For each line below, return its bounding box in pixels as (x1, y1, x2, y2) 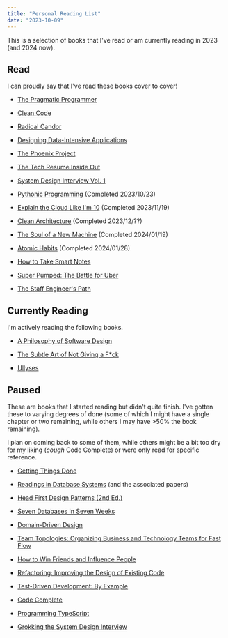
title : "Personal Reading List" (7, 10, 101, 17)
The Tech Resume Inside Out (17, 163, 101, 172)
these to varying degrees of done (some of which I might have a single (7, 409, 210, 418)
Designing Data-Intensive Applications (17, 136, 127, 144)
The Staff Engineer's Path (17, 284, 92, 293)
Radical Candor (17, 123, 62, 131)
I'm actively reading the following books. (7, 324, 124, 332)
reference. (7, 453, 37, 461)
